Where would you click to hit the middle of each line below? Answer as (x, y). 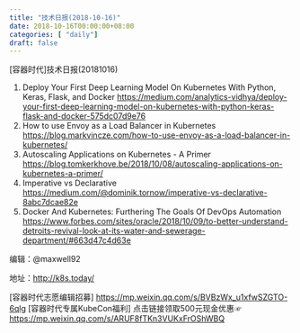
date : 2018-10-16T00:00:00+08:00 (72, 26)
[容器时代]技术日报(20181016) (64, 69)
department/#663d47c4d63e (77, 240)
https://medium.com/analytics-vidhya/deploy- (202, 97)
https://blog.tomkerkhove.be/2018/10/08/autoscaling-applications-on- (152, 164)
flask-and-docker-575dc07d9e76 (84, 116)
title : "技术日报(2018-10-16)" (65, 18)
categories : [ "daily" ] (54, 34)
